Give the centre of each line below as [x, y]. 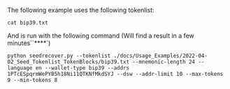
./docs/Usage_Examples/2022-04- [161, 56]
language [20, 68]
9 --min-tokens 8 [33, 80]
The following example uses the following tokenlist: [81, 10]
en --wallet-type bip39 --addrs [82, 68]
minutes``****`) [29, 43]
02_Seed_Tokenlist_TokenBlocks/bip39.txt [69, 62]
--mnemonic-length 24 [164, 62]
